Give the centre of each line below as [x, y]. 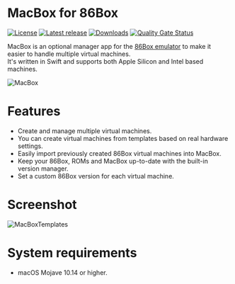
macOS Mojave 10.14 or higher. [62, 272]
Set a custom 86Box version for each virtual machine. [96, 176]
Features [34, 112]
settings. [30, 146]
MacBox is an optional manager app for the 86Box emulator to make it [109, 46]
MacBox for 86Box [63, 13]
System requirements [72, 253]
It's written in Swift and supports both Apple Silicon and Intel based [105, 61]
